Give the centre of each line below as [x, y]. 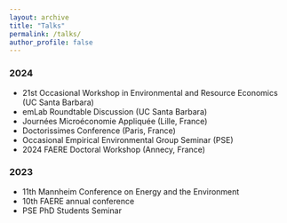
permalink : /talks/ [45, 34]
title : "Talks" [37, 26]
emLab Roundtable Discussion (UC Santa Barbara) [115, 111]
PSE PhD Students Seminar [72, 211]
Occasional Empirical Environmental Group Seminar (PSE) [128, 139]
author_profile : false [51, 42]
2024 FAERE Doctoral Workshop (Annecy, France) [114, 149]
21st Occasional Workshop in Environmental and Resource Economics [150, 92]
